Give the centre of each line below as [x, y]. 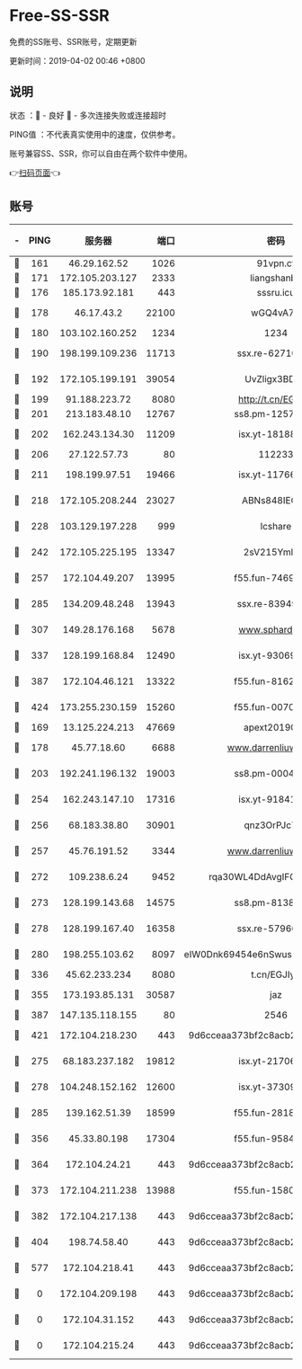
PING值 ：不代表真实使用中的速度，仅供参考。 [95, 134]
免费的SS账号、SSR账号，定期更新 [73, 41]
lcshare [276, 526]
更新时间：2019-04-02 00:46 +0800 [77, 60]
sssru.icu [276, 292]
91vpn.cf [276, 263]
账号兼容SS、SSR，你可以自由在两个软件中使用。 [101, 153]
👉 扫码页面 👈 [35, 173]
